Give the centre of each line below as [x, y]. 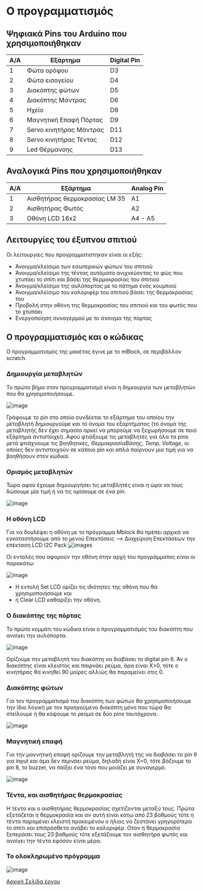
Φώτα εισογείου [50, 80]
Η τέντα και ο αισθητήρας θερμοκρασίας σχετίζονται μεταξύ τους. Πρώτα [101, 808]
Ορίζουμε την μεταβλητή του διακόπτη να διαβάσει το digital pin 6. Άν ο [97, 659]
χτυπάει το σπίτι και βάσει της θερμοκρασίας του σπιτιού [87, 279]
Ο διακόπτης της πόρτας [44, 615]
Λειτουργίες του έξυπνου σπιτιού [72, 240]
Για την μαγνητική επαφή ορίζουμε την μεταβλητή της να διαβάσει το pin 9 [102, 755]
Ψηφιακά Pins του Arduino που [67, 34]
